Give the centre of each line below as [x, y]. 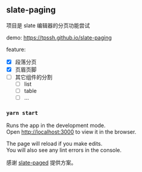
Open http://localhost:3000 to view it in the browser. [71, 132]
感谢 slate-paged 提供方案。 [41, 163]
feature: [16, 49]
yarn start [22, 113]
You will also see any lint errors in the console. [64, 150]
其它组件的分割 [34, 77]
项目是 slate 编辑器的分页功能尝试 [48, 25]
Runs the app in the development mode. [56, 126]
